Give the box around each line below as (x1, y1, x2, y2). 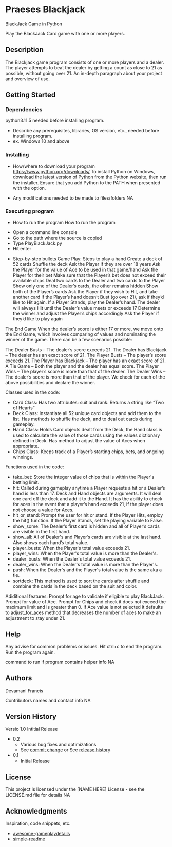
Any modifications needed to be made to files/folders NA (12, 194, 133, 201)
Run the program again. (5, 649, 55, 655)
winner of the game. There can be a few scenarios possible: (5, 337, 132, 343)
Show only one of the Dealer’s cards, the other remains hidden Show (12, 283, 158, 289)
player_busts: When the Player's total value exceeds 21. (12, 545, 131, 551)
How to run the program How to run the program (12, 220, 116, 226)
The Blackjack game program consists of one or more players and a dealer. (5, 59, 164, 65)
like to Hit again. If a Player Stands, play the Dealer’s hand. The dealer (12, 299, 160, 305)
